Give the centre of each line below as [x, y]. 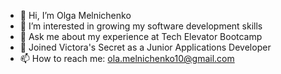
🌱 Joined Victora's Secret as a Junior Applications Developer [145, 47]
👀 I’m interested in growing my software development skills [141, 26]
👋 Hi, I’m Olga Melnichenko [75, 15]
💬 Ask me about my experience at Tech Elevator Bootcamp [141, 36]
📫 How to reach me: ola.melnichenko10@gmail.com [127, 58]
